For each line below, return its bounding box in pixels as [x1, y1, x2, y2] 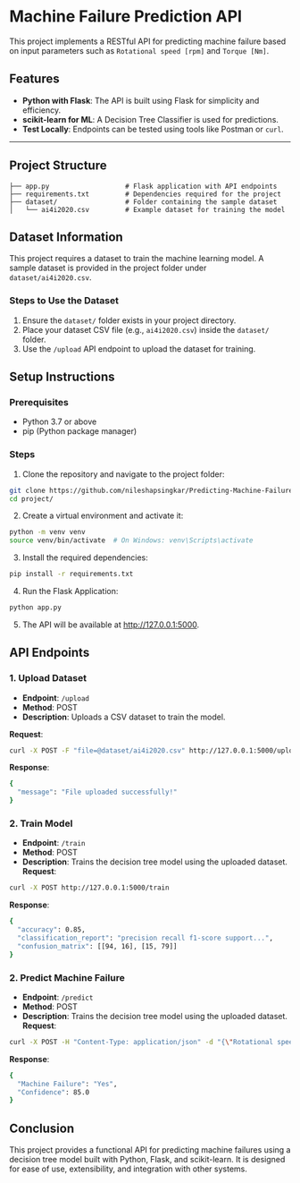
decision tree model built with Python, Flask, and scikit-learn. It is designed [9, 1154, 286, 1165]
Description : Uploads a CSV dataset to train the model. [21, 711, 226, 722]
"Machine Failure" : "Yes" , [17, 1079, 118, 1088]
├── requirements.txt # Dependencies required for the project [9, 190, 281, 199]
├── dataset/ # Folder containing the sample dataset [9, 197, 278, 207]
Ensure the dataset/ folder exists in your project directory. [21, 315, 237, 326]
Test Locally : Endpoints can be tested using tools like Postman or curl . [21, 123, 284, 134]
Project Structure [9, 158, 107, 174]
